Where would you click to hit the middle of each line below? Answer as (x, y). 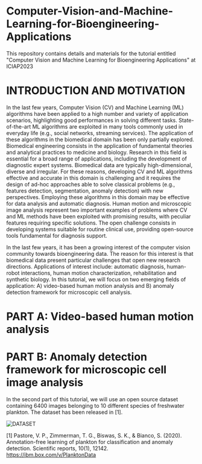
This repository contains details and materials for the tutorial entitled (91, 53)
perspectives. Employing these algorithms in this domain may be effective (98, 197)
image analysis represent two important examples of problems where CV (97, 210)
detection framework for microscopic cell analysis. (69, 292)
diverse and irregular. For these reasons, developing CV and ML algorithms (99, 171)
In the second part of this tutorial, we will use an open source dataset (92, 399)
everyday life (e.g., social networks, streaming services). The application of (100, 133)
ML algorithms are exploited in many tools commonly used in (108, 126)
